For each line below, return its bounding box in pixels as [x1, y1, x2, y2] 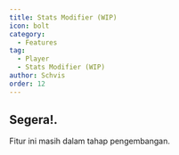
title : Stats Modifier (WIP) [9, 12, 118, 22]
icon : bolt [9, 21, 50, 30]
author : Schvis [9, 71, 66, 80]
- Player [17, 54, 50, 63]
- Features [17, 37, 58, 47]
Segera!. [9, 112, 58, 127]
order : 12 [9, 79, 46, 88]
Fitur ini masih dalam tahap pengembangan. [9, 135, 171, 147]
